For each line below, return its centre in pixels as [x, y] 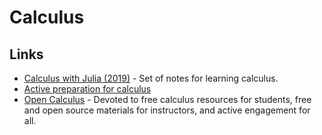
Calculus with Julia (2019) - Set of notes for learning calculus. [151, 78]
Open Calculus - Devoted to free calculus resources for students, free [167, 99]
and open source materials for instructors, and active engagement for [167, 110]
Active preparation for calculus [87, 89]
